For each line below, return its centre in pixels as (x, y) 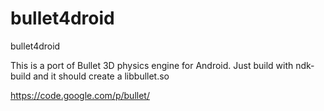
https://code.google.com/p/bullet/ (80, 95)
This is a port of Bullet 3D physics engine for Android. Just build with (152, 65)
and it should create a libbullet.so (101, 76)
